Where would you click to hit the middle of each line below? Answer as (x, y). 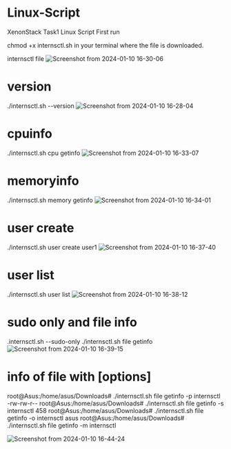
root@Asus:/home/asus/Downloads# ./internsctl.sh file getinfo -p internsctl (114, 396)
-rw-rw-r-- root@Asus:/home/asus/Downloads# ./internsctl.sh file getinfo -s (115, 403)
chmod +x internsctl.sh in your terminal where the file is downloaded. (106, 45)
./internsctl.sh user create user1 (52, 247)
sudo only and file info (72, 322)
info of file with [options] (79, 377)
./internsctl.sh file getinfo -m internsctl (62, 425)
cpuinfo (30, 134)
